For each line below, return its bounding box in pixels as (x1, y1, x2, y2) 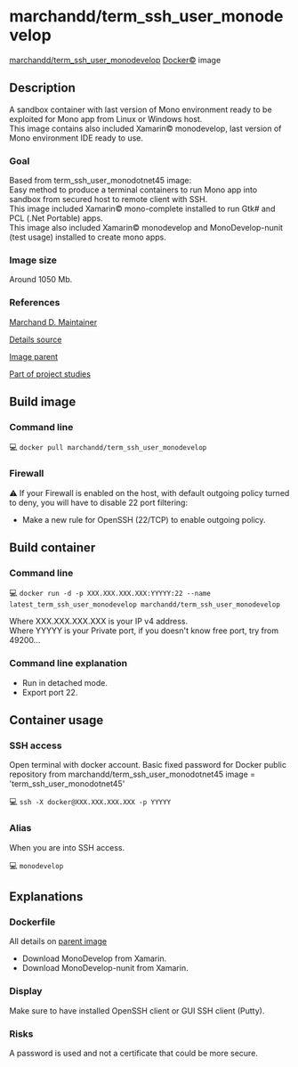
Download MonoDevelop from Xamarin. (21, 953, 167, 964)
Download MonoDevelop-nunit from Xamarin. (21, 963, 189, 973)
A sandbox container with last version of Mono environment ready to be (9, 104, 273, 115)
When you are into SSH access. (9, 842, 125, 852)
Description (9, 80, 76, 95)
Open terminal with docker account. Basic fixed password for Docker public (9, 760, 287, 770)
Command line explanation (9, 657, 128, 670)
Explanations (9, 889, 84, 904)
